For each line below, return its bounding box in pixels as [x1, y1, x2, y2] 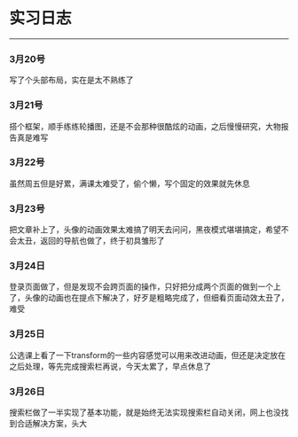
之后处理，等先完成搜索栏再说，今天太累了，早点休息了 [9, 361, 211, 371]
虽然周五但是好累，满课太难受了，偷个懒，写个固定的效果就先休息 [9, 178, 250, 189]
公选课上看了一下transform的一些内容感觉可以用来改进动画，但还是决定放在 [9, 349, 286, 360]
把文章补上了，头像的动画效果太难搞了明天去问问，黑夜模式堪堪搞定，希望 [9, 224, 281, 235]
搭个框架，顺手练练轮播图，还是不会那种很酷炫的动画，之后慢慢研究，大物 [9, 121, 281, 131]
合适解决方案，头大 [16, 418, 87, 429]
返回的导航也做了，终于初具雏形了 [39, 236, 165, 246]
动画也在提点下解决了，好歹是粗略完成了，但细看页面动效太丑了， [47, 293, 289, 303]
